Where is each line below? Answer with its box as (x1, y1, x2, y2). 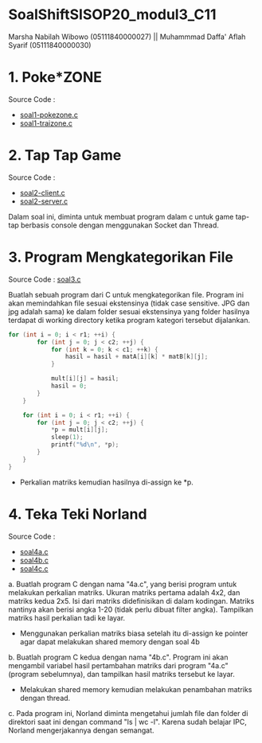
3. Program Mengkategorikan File (8, 248, 233, 266)
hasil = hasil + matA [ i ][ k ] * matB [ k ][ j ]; (65, 352, 209, 361)
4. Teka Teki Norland (8, 505, 147, 523)
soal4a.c (19, 547, 49, 556)
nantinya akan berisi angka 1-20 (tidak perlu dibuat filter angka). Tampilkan (8, 605, 253, 614)
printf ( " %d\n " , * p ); (50, 441, 119, 449)
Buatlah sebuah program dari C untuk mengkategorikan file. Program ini (8, 290, 244, 299)
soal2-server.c (19, 196, 68, 206)
